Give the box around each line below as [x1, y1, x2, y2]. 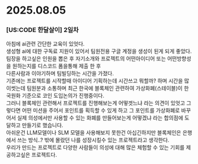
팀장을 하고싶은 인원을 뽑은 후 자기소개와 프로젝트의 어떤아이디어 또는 [6, 55, 166, 62]
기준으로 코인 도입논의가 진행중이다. [21, 92, 105, 99]
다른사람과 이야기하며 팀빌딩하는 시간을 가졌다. [6, 70, 114, 77]
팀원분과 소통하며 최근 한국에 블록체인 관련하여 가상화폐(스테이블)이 [26, 85, 183, 92]
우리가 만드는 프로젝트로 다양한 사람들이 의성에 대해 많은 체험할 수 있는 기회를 [6, 144, 185, 151]
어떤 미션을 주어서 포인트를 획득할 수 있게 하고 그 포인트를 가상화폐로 [21, 107, 180, 114]
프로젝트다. [31, 152, 58, 159]
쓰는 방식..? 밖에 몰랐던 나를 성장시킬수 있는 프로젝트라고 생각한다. [17, 137, 170, 144]
